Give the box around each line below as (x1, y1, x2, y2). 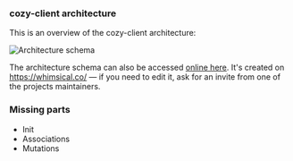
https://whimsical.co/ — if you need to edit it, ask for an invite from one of (9, 72, 281, 82)
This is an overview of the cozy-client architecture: (9, 28, 197, 38)
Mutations (21, 142, 60, 154)
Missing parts (9, 104, 71, 116)
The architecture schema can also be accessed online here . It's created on (9, 62, 285, 73)
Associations (21, 133, 70, 144)
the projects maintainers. (9, 81, 101, 92)
